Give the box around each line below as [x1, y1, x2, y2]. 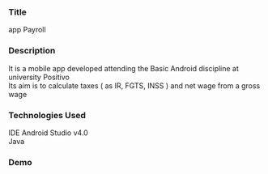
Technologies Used [8, 109, 87, 121]
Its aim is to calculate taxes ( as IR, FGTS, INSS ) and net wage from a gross [8, 80, 261, 91]
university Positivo [8, 72, 70, 82]
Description [8, 45, 56, 57]
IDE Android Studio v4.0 [8, 128, 89, 138]
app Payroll [8, 25, 46, 35]
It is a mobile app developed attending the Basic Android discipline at [8, 63, 239, 73]
